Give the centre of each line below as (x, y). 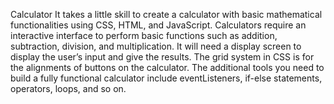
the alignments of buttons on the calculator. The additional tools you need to (167, 67)
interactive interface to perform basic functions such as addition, (144, 35)
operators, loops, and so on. (68, 88)
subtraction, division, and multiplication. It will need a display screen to (156, 46)
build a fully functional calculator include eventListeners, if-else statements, (166, 78)
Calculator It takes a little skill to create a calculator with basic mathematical (166, 14)
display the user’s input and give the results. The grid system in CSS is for (162, 57)
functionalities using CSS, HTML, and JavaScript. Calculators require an (158, 25)
